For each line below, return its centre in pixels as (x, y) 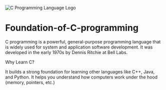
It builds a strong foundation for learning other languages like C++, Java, (80, 71)
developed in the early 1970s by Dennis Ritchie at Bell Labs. (66, 52)
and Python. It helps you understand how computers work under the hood (81, 77)
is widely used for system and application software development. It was (79, 47)
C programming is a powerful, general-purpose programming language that (83, 41)
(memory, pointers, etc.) (30, 82)
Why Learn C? (20, 62)
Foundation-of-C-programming (72, 28)
